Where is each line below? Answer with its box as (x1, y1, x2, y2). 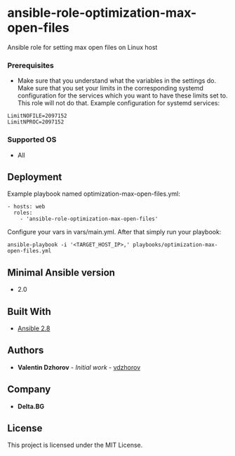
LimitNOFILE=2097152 (7, 112, 68, 120)
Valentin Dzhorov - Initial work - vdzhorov (17, 363, 141, 371)
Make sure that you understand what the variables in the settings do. (17, 76, 216, 85)
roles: (13, 209, 33, 217)
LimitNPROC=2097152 (7, 119, 65, 126)
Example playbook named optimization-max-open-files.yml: (7, 189, 180, 198)
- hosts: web (7, 203, 46, 210)
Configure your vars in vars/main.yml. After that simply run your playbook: (7, 228, 222, 236)
